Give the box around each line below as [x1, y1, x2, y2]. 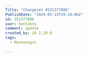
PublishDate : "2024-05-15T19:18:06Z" [5, 12, 84, 17]
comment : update [5, 26, 39, 31]
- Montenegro [9, 40, 37, 45]
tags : [5, 35, 16, 40]
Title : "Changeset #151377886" [5, 7, 70, 12]
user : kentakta [5, 21, 37, 26]
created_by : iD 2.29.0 [5, 30, 52, 35]
